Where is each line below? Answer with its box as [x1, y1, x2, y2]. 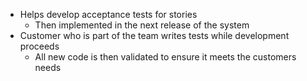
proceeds [19, 40, 60, 52]
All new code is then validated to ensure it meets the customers [34, 51, 297, 63]
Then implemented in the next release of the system [34, 19, 250, 31]
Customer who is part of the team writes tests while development [19, 30, 290, 41]
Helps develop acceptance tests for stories [19, 9, 198, 20]
